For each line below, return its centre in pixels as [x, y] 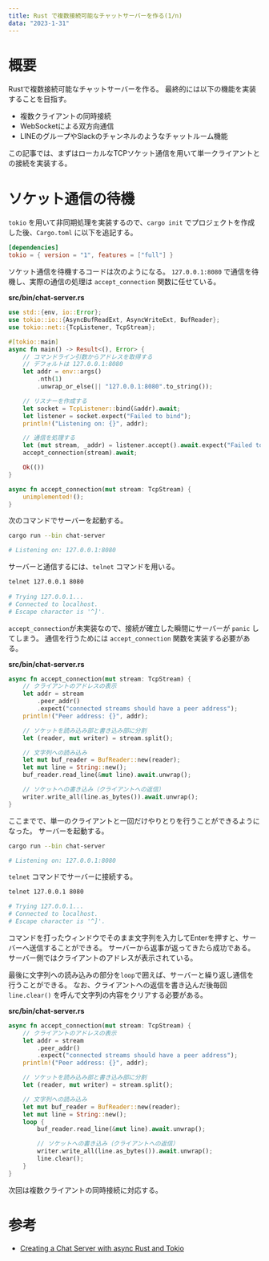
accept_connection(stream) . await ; [80, 453]
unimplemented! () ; [53, 497]
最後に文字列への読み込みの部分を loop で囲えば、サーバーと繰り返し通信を [131, 974]
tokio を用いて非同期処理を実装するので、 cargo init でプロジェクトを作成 [132, 222]
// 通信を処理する [49, 438]
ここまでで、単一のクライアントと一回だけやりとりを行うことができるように [134, 820]
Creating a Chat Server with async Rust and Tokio [102, 1248]
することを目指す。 [40, 99]
